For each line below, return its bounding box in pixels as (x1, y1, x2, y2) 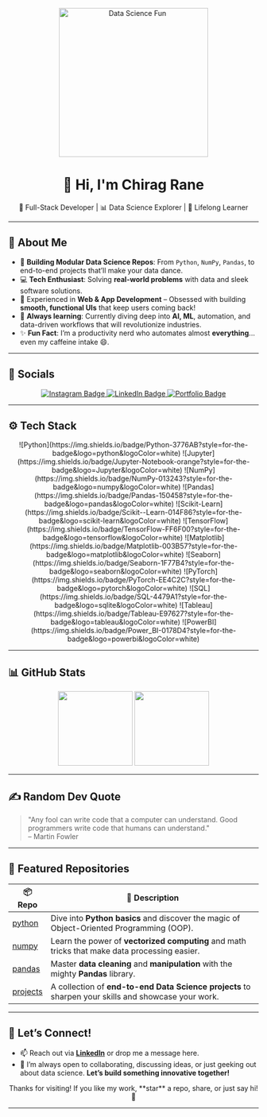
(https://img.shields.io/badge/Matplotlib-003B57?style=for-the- (29, 541, 238, 551)
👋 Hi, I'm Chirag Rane (62, 176, 205, 194)
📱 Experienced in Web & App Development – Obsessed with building (19, 294, 246, 303)
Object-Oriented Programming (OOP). (50, 922, 194, 933)
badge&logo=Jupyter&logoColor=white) (51, 466, 183, 475)
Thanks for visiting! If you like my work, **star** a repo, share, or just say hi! (9, 1083, 258, 1092)
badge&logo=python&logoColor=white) (52, 449, 181, 458)
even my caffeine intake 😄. (19, 337, 110, 346)
